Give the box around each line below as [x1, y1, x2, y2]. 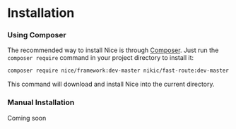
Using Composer [7, 30, 66, 40]
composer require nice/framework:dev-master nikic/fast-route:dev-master [7, 67, 230, 75]
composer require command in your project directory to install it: [7, 54, 194, 62]
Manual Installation [7, 97, 75, 107]
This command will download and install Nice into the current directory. [7, 80, 215, 89]
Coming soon [7, 113, 47, 122]
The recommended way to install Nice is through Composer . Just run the [7, 46, 219, 54]
